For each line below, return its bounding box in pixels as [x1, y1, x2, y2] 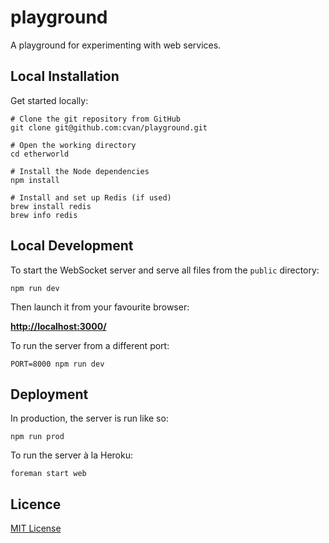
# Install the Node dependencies [10, 166, 150, 176]
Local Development [10, 237, 134, 255]
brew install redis [10, 201, 92, 211]
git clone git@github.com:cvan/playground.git [10, 122, 208, 133]
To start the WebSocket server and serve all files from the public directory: [10, 264, 320, 276]
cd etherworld [10, 149, 70, 159]
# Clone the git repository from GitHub [10, 114, 182, 124]
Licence [10, 496, 62, 513]
